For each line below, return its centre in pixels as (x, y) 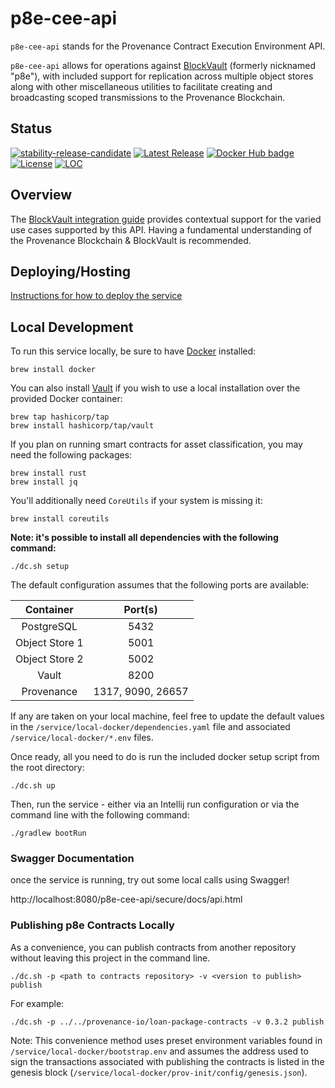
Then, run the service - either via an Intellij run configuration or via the (155, 804)
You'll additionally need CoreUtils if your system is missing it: (136, 501)
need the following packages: (71, 455)
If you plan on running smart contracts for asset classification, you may (156, 444)
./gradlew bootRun (48, 833)
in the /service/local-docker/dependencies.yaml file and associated (150, 727)
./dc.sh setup (40, 567)
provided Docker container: (66, 399)
